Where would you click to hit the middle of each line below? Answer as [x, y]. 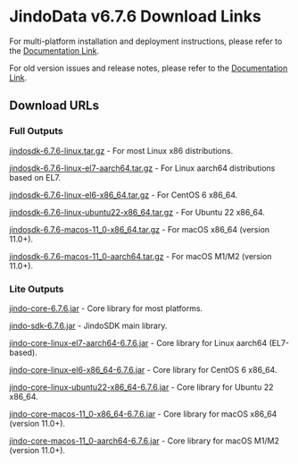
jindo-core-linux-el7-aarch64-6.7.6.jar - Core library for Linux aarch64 [138, 342]
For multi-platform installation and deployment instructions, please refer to [146, 41]
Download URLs [54, 106]
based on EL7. [35, 177]
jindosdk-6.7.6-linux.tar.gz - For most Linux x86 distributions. [121, 150]
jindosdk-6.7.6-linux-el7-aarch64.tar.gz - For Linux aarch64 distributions [142, 168]
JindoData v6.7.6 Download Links [135, 17]
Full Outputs [37, 131]
